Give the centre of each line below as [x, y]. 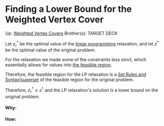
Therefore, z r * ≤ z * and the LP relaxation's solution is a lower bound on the [82, 90]
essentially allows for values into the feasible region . [59, 65]
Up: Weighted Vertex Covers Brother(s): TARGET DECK [61, 33]
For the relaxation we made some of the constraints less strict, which [76, 60]
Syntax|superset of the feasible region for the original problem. [70, 80]
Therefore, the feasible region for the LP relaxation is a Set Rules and [76, 75]
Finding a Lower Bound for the [69, 9]
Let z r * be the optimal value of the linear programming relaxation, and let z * [82, 44]
